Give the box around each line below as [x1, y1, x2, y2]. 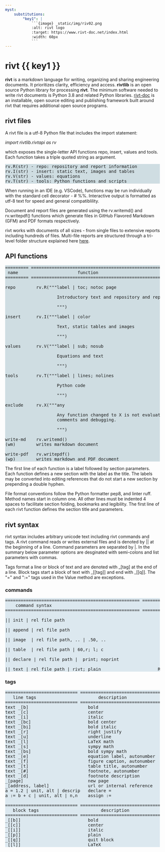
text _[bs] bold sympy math [5, 748, 127, 754]
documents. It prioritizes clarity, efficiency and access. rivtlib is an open [5, 81, 151, 87]
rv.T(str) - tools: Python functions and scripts [5, 178, 127, 184]
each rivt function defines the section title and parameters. [5, 506, 124, 512]
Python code [56, 383, 86, 388]
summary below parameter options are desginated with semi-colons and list [5, 549, 159, 555]
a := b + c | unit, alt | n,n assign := [5, 793, 111, 798]
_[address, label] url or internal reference [5, 783, 153, 788]
